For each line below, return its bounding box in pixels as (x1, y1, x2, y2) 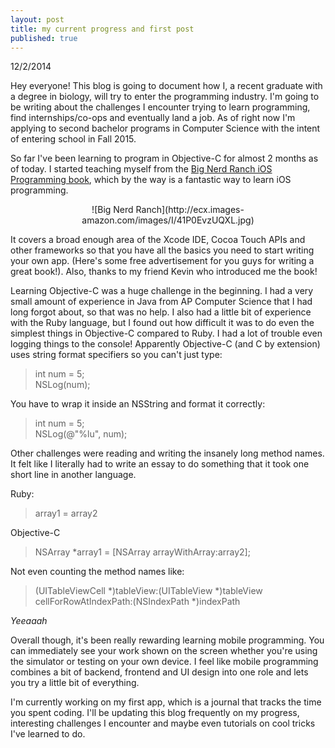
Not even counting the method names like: (10, 566, 185, 578)
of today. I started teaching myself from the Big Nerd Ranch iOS (10, 163, 273, 175)
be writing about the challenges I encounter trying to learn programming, (10, 101, 311, 113)
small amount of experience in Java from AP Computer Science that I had (10, 296, 313, 308)
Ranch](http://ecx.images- (135, 204, 245, 216)
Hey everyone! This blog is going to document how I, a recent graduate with (10, 80, 323, 92)
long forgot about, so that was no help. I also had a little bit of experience (10, 306, 312, 318)
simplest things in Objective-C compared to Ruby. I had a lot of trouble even (10, 327, 323, 340)
